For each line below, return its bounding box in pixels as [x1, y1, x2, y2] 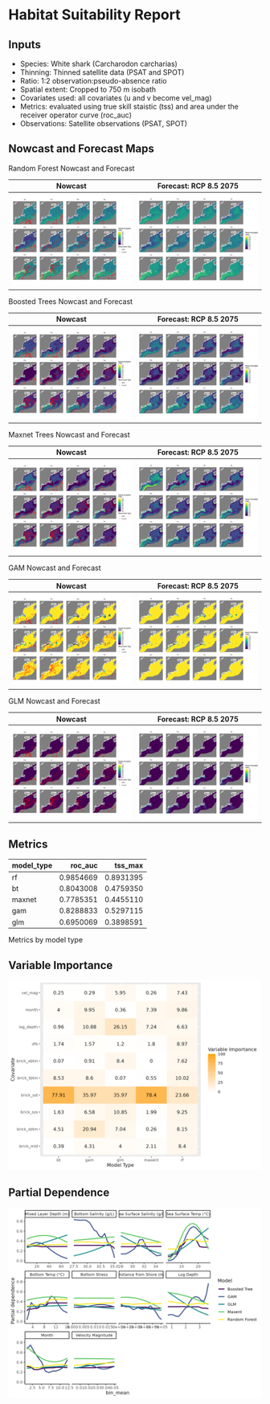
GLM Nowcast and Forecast [8, 696, 100, 706]
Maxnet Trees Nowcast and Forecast [8, 429, 130, 439]
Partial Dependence [8, 1186, 110, 1200]
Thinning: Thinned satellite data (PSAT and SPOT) [19, 68, 185, 77]
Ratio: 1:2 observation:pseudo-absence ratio [19, 76, 167, 85]
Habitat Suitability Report [8, 6, 181, 24]
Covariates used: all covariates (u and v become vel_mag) [19, 93, 212, 102]
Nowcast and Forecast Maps [8, 142, 154, 156]
